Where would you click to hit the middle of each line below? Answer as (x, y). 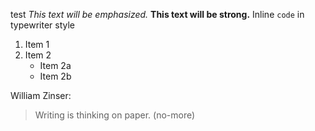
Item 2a (55, 65)
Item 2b (55, 76)
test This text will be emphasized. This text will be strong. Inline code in (157, 14)
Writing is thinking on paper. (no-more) (115, 115)
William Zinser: (41, 95)
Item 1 (37, 44)
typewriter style (43, 25)
